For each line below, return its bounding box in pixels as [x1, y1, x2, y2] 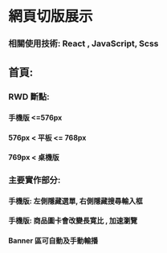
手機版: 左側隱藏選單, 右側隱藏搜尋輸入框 [8, 196, 143, 206]
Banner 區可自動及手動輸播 [8, 235, 99, 245]
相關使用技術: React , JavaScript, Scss [8, 38, 159, 49]
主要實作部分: [8, 174, 61, 186]
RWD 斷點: [8, 92, 50, 103]
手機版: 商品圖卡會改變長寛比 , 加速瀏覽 [8, 216, 138, 226]
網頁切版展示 [8, 7, 94, 26]
